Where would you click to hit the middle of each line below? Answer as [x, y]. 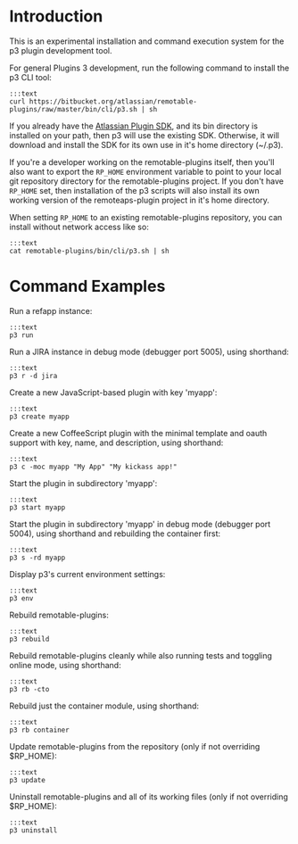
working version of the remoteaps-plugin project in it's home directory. [140, 200]
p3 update [28, 780]
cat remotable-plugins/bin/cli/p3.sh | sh [89, 251]
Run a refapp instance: [51, 310]
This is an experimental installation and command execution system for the [147, 41]
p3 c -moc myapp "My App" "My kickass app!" [93, 467]
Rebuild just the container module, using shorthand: [104, 706]
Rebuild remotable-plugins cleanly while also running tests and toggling [141, 655]
